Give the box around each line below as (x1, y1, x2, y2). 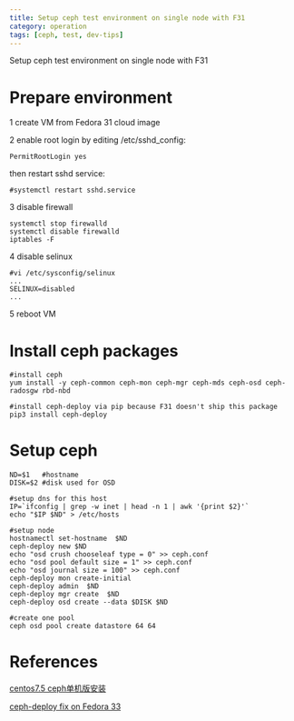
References (9, 652, 98, 673)
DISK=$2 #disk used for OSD (9, 478, 116, 487)
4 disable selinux (9, 251, 73, 262)
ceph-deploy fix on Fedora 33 (9, 701, 122, 712)
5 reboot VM (9, 308, 56, 319)
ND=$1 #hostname (9, 470, 79, 480)
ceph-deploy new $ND (9, 542, 88, 551)
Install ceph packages (9, 340, 179, 361)
